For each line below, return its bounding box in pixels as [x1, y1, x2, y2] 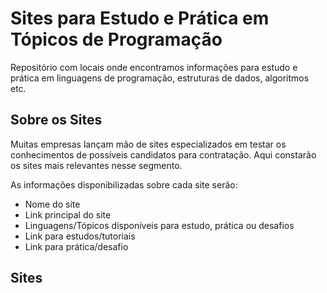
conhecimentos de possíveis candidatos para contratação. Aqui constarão [10, 148, 317, 161]
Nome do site [24, 198, 81, 210]
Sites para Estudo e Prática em [10, 7, 270, 30]
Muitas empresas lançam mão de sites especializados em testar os [10, 138, 287, 150]
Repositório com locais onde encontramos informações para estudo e [10, 61, 298, 73]
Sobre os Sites [10, 112, 103, 129]
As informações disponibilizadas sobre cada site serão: [10, 178, 238, 191]
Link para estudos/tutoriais [24, 230, 136, 242]
